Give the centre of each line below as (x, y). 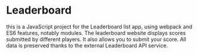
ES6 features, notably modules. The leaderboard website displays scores (96, 33)
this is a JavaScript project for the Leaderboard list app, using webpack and (99, 27)
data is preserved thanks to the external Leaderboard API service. (87, 46)
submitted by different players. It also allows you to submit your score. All (96, 39)
